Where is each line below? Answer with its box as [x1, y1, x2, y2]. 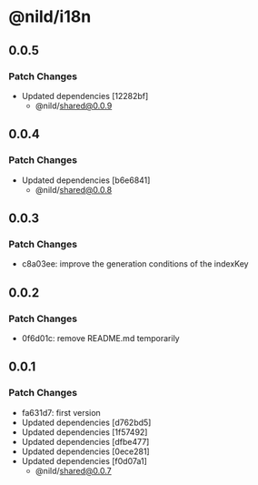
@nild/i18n [8, 6, 92, 27]
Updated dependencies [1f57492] [21, 426, 148, 438]
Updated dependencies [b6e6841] [21, 175, 151, 186]
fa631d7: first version [21, 407, 101, 418]
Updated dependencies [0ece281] [21, 446, 151, 457]
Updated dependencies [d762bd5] [21, 417, 152, 428]
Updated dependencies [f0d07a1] [21, 455, 147, 466]
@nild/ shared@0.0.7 [35, 465, 113, 476]
